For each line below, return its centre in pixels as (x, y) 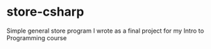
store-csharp (45, 12)
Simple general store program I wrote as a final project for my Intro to (105, 31)
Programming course (37, 37)
